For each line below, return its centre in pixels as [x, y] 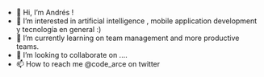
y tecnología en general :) [59, 29]
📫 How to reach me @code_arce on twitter [88, 64]
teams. [27, 47]
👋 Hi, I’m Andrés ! [45, 12]
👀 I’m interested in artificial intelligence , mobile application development [136, 21]
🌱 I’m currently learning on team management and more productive [128, 38]
